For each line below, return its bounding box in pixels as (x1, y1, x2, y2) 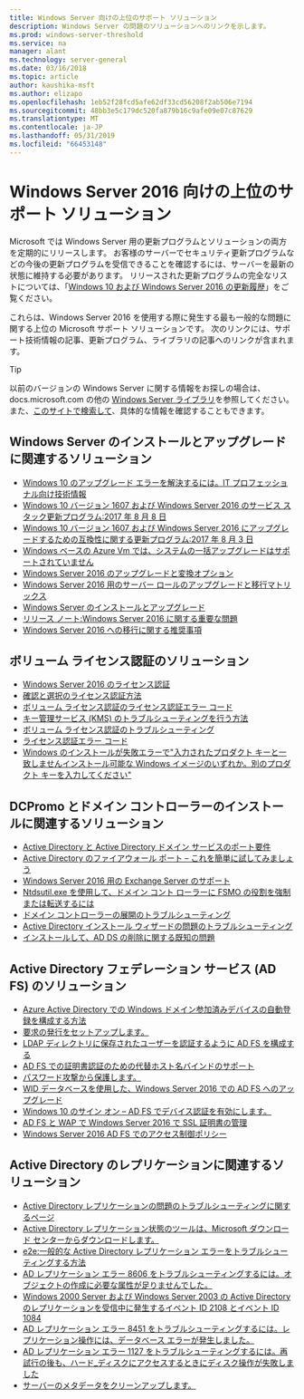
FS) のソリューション (9, 978, 127, 993)
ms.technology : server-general (9, 55, 128, 64)
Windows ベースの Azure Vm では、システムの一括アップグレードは (22, 545, 275, 555)
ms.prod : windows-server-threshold (9, 30, 144, 39)
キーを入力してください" (40, 769, 132, 780)
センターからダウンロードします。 (33, 1234, 160, 1245)
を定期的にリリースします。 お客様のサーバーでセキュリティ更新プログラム (9, 246, 287, 258)
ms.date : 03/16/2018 (9, 64, 88, 73)
